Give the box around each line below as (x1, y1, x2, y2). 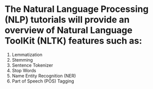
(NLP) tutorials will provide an (4, 14, 130, 25)
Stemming (11, 57, 33, 63)
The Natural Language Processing (4, 3, 149, 15)
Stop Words (11, 67, 36, 73)
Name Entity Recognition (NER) (11, 73, 76, 79)
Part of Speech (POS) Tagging (11, 78, 74, 84)
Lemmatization (11, 51, 43, 58)
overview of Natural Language (4, 25, 133, 36)
